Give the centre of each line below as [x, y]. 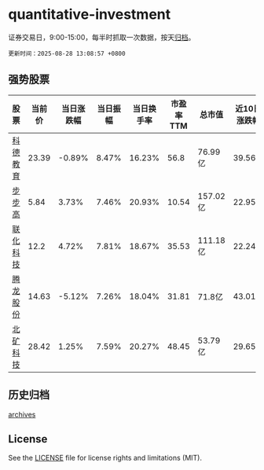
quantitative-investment [90, 15]
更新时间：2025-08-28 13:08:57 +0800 [67, 53]
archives [22, 414]
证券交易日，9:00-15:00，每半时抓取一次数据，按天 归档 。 [102, 37]
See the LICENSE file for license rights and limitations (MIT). [105, 458]
